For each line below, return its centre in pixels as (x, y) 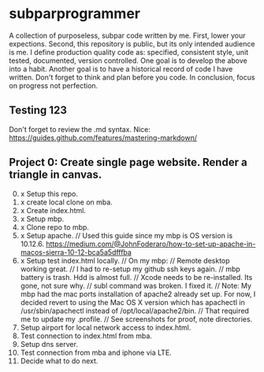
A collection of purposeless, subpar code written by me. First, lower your (127, 35)
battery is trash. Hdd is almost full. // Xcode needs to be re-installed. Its (136, 277)
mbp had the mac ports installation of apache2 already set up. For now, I (138, 294)
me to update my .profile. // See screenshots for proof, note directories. (136, 319)
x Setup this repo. (49, 193)
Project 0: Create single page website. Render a (128, 162)
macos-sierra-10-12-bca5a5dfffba (76, 252)
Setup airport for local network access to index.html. (106, 327)
